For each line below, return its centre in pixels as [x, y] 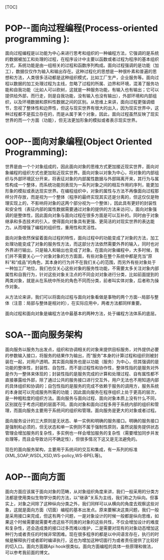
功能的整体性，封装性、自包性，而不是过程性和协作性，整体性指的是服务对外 [82, 367]
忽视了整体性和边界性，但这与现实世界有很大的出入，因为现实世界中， [84, 108]
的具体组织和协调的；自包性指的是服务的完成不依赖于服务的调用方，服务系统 [82, 386]
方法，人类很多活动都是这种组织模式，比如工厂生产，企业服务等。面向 [84, 77]
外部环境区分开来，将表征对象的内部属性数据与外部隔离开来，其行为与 [84, 179]
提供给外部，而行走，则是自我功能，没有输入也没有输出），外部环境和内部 [79, 96]
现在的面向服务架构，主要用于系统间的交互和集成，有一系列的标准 [71, 449]
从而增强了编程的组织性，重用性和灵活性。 [56, 227]
